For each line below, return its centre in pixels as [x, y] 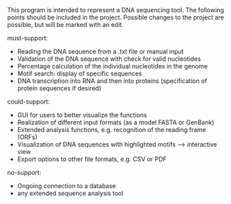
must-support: [28, 38]
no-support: [24, 173]
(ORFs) [27, 137]
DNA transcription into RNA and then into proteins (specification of [112, 81]
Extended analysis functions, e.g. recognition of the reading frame [111, 130]
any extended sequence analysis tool [70, 193]
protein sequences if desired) [59, 88]
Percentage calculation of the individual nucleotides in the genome [112, 66]
